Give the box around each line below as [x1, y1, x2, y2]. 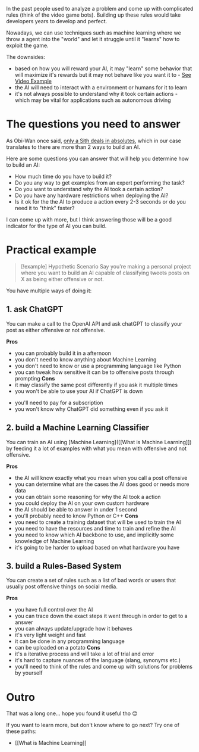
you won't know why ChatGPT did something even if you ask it [14, 405, 168, 413]
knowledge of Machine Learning [14, 537, 94, 544]
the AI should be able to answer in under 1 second [14, 506, 138, 513]
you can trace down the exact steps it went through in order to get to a [14, 613, 188, 620]
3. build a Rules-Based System [6, 561, 122, 571]
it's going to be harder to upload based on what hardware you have [14, 544, 180, 551]
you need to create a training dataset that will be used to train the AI [14, 518, 181, 526]
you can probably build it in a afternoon [14, 350, 112, 357]
